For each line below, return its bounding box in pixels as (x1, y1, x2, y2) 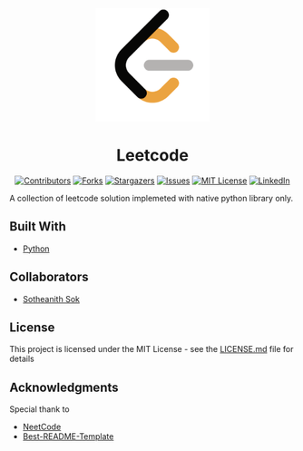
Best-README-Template (22, 431, 114, 442)
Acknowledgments (9, 379, 120, 395)
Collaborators (9, 270, 89, 285)
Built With (9, 219, 66, 234)
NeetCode (22, 421, 62, 433)
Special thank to (9, 404, 70, 415)
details (9, 353, 34, 365)
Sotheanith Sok (22, 293, 80, 304)
